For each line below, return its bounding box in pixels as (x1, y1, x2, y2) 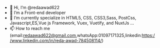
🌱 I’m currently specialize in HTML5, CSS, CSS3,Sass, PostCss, (9, 15, 137, 20)
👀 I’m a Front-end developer (9, 10, 66, 16)
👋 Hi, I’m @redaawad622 (9, 5, 60, 10)
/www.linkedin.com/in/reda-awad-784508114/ (9, 38, 102, 43)
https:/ (142, 32, 155, 38)
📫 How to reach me (9, 26, 50, 31)
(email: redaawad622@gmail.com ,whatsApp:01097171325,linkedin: (9, 32, 142, 38)
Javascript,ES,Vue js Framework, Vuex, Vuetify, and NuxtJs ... (9, 20, 134, 26)
